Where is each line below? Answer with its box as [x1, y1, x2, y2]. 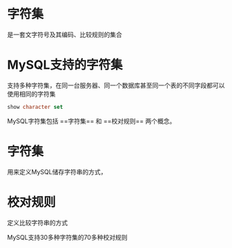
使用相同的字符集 [7, 90, 56, 98]
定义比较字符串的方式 [7, 218, 68, 227]
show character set [7, 103, 64, 110]
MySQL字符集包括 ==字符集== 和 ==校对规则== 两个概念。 [7, 116, 176, 125]
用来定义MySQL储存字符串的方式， [7, 167, 107, 176]
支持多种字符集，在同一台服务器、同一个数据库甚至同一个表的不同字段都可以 [7, 81, 225, 90]
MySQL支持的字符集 [7, 57, 123, 73]
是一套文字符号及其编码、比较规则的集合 [7, 30, 122, 39]
